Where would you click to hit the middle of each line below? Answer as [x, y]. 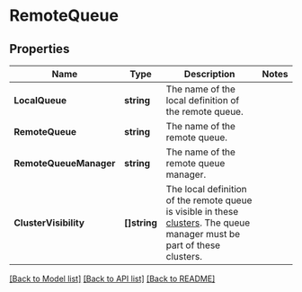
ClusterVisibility [49, 223]
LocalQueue [40, 100]
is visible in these [202, 212]
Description [209, 74]
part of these [193, 245]
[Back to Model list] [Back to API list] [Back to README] [112, 279]
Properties [40, 49]
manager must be [203, 234]
